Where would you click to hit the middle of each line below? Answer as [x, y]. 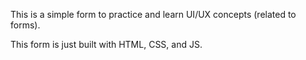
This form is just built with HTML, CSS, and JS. [106, 44]
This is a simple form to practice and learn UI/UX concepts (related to [153, 14]
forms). [25, 25]
